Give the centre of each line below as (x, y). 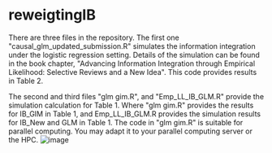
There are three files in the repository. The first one (94, 37)
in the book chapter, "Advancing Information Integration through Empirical (132, 63)
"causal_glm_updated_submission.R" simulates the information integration (132, 46)
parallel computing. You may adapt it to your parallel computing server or (131, 131)
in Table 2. (26, 81)
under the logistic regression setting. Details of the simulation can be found (134, 55)
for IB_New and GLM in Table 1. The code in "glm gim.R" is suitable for (126, 122)
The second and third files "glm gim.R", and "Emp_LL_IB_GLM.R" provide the (136, 96)
